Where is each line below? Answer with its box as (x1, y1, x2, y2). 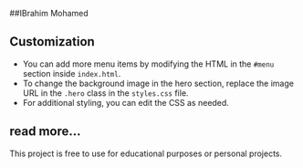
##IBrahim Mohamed (9, 8, 89, 18)
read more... (9, 123, 81, 140)
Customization (9, 34, 96, 49)
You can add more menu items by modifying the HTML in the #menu (22, 58, 275, 69)
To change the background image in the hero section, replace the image (22, 78, 295, 89)
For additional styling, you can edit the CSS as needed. (22, 97, 230, 108)
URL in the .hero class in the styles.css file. (22, 87, 189, 99)
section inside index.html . (22, 68, 121, 79)
